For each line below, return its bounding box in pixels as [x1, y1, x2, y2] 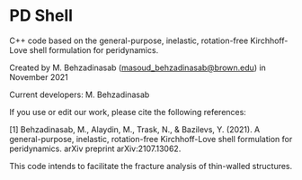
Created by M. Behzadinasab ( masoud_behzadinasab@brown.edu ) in [9, 62, 267, 73]
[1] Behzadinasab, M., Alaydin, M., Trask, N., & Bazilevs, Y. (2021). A [9, 123, 261, 135]
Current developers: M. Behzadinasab [9, 89, 150, 100]
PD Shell [9, 5, 74, 26]
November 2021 [9, 71, 69, 82]
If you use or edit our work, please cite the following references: [9, 106, 247, 117]
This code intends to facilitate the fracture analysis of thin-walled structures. [9, 160, 293, 171]
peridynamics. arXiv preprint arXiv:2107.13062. [9, 143, 182, 154]
